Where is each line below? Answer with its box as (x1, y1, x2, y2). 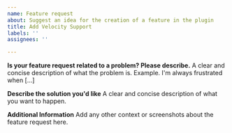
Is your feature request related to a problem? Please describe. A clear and (7, 61, 225, 70)
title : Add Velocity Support (7, 23, 92, 30)
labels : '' (7, 29, 39, 37)
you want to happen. (7, 97, 66, 105)
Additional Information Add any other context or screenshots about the (7, 111, 214, 119)
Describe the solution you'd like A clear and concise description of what (7, 90, 218, 98)
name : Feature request (7, 10, 73, 17)
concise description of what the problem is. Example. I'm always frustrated (7, 69, 223, 77)
